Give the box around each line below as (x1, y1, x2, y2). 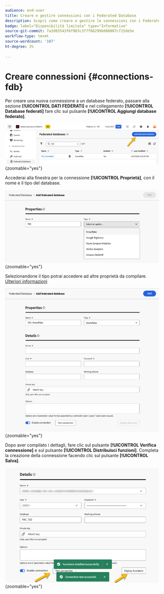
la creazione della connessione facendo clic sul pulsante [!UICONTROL (5, 453, 149, 459)
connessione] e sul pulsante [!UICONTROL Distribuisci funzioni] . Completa (5, 447, 159, 453)
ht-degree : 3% (5, 44, 34, 49)
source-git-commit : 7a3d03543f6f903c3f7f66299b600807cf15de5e (5, 28, 134, 34)
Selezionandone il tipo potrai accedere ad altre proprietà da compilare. (5, 273, 147, 279)
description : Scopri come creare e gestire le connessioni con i (5, 18, 141, 23)
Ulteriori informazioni (5, 279, 48, 284)
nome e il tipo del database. (5, 180, 61, 186)
